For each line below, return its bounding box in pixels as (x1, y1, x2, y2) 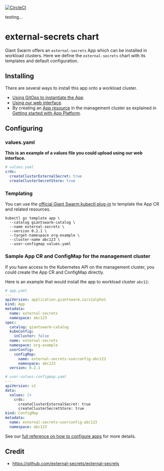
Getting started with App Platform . (12, 110, 82, 116)
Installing (5, 72, 34, 80)
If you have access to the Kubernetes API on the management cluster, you (5, 264, 155, 270)
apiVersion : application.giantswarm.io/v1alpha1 (5, 297, 106, 302)
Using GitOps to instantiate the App (12, 94, 84, 100)
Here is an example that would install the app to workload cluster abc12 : (5, 279, 149, 284)
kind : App (5, 302, 25, 307)
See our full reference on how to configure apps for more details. (5, 433, 136, 439)
